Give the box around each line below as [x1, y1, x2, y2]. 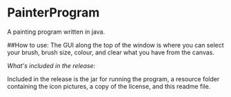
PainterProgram [7, 5, 100, 21]
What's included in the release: [7, 61, 96, 69]
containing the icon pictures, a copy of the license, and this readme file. [7, 82, 211, 90]
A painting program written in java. [7, 28, 106, 36]
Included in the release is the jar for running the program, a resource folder [7, 74, 220, 83]
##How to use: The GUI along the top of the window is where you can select [7, 41, 224, 49]
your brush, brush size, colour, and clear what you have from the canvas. [7, 48, 215, 56]
